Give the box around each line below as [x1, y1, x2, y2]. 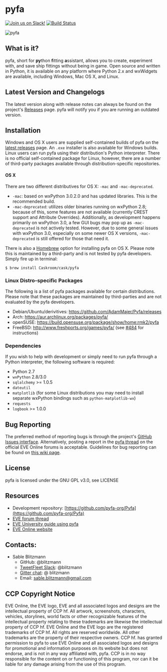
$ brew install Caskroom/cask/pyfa [5, 265, 79, 270]
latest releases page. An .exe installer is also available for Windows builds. [5, 145, 158, 151]
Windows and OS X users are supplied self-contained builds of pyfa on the [5, 139, 159, 145]
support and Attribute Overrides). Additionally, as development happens [12, 214, 161, 220]
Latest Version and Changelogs [5, 88, 105, 96]
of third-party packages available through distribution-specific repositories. [5, 161, 161, 167]
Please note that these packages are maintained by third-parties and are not [5, 293, 162, 299]
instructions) [12, 330, 39, 336]
